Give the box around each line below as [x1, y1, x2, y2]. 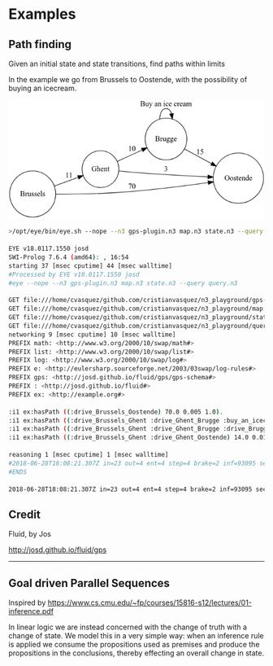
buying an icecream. [8, 83, 77, 93]
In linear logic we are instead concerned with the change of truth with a [8, 622, 248, 632]
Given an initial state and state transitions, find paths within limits [8, 59, 226, 68]
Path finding [8, 37, 71, 51]
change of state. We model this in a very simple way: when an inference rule [8, 631, 264, 641]
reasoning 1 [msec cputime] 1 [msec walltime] [8, 451, 169, 459]
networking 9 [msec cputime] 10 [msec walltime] [8, 331, 176, 339]
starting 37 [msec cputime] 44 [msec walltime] [8, 261, 173, 269]
